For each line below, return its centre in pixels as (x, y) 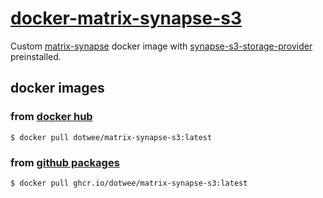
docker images (57, 88)
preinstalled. (36, 56)
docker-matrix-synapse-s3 (126, 18)
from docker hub (51, 117)
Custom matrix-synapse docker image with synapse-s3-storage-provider (161, 46)
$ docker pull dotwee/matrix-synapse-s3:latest (111, 137)
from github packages (65, 162)
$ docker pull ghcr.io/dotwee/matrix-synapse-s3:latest (129, 183)
